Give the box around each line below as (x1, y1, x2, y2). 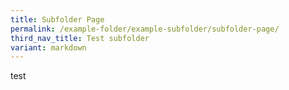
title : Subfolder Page (10, 14, 105, 25)
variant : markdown (10, 42, 87, 53)
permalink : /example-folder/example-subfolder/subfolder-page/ (10, 24, 280, 34)
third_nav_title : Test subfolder (10, 33, 150, 43)
